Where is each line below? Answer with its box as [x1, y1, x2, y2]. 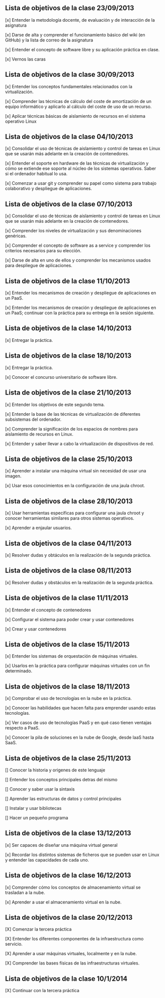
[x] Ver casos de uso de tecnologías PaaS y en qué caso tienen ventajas [5, 720, 152, 726]
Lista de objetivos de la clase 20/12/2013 [5, 913, 133, 922]
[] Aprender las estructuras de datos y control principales [5, 796, 122, 801]
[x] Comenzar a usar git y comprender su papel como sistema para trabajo [5, 180, 157, 186]
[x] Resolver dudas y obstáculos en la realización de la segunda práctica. [5, 579, 154, 585]
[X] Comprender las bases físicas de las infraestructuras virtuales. [5, 960, 139, 966]
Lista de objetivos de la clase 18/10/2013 [5, 352, 132, 360]
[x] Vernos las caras [5, 56, 46, 62]
